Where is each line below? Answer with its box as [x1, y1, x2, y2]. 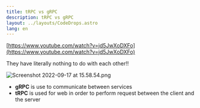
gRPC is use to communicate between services [14, 83, 132, 91]
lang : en [6, 25, 28, 32]
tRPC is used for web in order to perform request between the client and [14, 89, 195, 97]
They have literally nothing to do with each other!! [6, 60, 129, 67]
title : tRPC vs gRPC [6, 8, 58, 15]
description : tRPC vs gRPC [6, 14, 74, 20]
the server [14, 96, 41, 103]
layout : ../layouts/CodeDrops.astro [6, 20, 98, 26]
